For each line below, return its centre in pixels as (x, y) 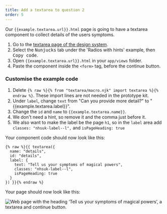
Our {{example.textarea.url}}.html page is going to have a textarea (76, 29)
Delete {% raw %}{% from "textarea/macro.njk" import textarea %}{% (86, 90)
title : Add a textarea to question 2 (45, 10)
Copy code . (25, 55)
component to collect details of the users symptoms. (60, 34)
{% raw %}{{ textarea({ (30, 147)
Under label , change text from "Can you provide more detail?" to (81, 101)
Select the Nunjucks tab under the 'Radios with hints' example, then (84, 50)
